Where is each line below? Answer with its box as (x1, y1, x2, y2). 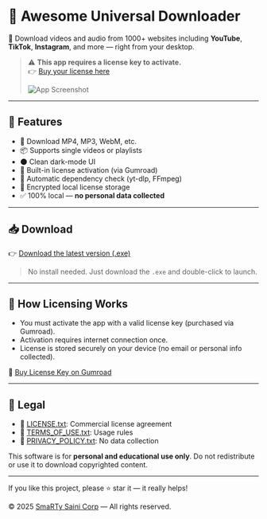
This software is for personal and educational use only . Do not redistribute (8, 451, 255, 461)
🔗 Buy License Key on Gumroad (8, 368, 112, 377)
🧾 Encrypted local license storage (19, 182, 130, 192)
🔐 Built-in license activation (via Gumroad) (19, 165, 158, 174)
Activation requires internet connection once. (19, 335, 168, 345)
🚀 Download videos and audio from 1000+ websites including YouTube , (8, 33, 242, 43)
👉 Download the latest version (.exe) (8, 248, 131, 258)
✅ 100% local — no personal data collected (19, 190, 165, 200)
